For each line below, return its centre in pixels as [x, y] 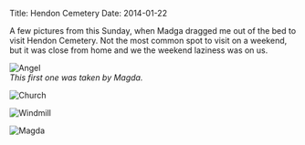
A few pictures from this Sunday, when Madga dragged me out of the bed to [153, 31]
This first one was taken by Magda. [76, 78]
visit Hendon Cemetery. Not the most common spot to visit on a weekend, [148, 41]
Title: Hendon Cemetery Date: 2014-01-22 [88, 13]
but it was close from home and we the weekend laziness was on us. [139, 50]
